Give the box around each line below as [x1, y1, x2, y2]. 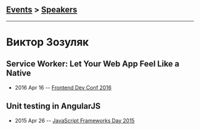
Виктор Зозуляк [6, 36, 89, 49]
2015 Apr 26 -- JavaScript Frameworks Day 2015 [14, 117, 135, 124]
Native [6, 68, 32, 78]
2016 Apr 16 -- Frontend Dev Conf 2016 [14, 84, 112, 91]
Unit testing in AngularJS [6, 101, 101, 112]
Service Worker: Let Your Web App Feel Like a [6, 59, 180, 69]
